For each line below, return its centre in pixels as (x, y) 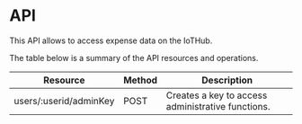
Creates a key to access (217, 95)
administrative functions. (218, 106)
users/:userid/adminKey (64, 101)
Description (227, 80)
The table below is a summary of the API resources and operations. (134, 58)
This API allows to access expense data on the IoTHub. (111, 40)
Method (140, 80)
